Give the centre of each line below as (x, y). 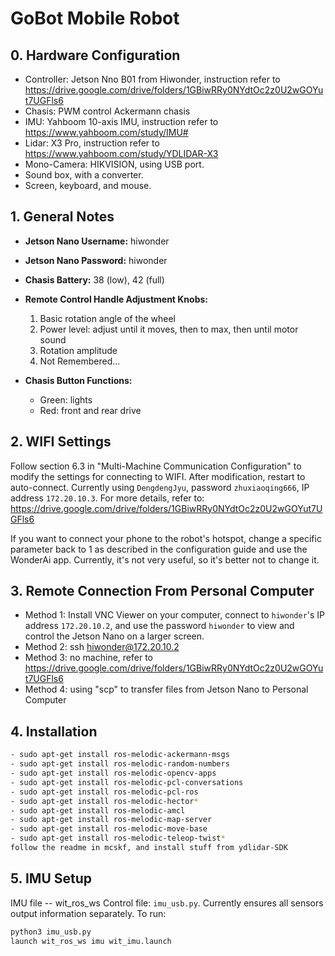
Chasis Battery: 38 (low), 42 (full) (94, 279)
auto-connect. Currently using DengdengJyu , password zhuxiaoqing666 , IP (160, 487)
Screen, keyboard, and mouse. (88, 185)
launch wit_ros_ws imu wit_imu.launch (91, 941)
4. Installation (54, 731)
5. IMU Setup (51, 878)
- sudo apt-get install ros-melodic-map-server (111, 820)
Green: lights (66, 399)
